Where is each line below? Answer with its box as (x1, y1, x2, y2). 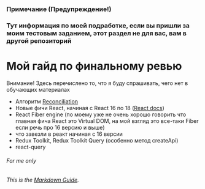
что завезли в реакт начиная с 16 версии (15, 130, 123, 138)
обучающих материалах (6, 86, 71, 93)
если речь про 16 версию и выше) (15, 124, 105, 131)
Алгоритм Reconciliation (15, 97, 79, 105)
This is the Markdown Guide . (6, 176, 79, 183)
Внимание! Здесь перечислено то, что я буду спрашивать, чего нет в (6, 79, 188, 87)
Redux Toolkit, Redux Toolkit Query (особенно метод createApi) (15, 136, 179, 144)
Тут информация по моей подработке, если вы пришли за (6, 21, 190, 29)
